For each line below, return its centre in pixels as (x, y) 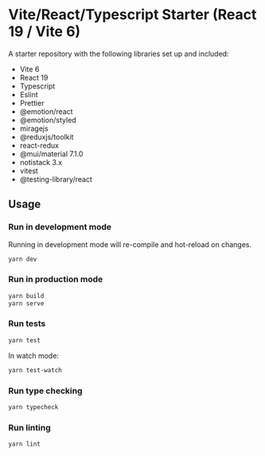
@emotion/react (46, 111)
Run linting (29, 427)
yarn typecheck (33, 407)
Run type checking (45, 391)
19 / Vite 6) (45, 31)
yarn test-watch (35, 370)
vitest (29, 171)
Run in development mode (60, 227)
